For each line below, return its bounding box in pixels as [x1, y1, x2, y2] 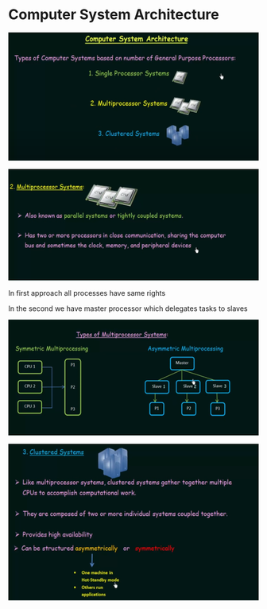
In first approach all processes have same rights [8, 289, 166, 298]
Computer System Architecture [8, 6, 220, 24]
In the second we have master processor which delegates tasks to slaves [8, 304, 248, 313]
